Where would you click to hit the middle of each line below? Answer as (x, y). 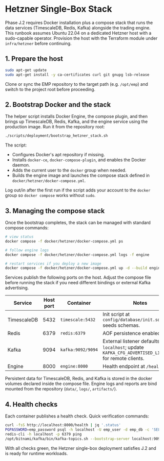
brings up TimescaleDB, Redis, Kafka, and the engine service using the (76, 121)
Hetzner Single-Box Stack (59, 9)
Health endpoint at (124, 366)
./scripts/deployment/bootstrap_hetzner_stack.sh (57, 136)
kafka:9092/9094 (79, 350)
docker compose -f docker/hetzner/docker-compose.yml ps (64, 241)
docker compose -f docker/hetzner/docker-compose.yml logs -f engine (77, 255)
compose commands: (27, 228)
